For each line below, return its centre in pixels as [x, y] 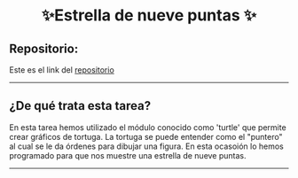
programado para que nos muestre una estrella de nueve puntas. [128, 155]
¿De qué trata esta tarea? [80, 106]
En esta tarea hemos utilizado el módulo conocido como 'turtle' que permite [148, 127]
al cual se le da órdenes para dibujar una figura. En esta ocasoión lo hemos [146, 146]
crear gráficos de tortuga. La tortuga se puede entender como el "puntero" [146, 136]
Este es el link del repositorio [62, 70]
